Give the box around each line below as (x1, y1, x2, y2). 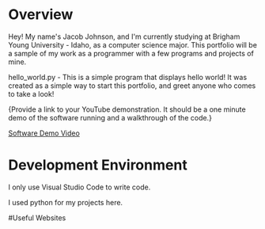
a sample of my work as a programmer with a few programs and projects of (8, 48, 255, 58)
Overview (8, 6, 74, 24)
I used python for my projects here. (8, 197, 123, 207)
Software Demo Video (8, 128, 81, 138)
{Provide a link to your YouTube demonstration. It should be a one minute (8, 105, 247, 114)
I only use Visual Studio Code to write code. (8, 182, 151, 192)
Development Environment (8, 156, 187, 174)
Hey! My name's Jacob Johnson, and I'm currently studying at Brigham (8, 32, 240, 41)
